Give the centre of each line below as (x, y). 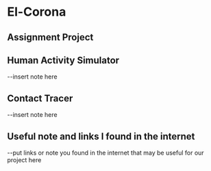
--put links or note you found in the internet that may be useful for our (105, 153)
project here (24, 160)
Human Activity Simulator (63, 60)
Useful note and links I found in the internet (101, 136)
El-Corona (37, 12)
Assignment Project (50, 37)
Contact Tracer (40, 98)
